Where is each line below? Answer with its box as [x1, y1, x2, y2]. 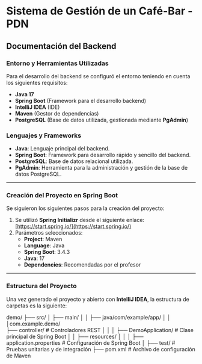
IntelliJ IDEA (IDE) [14, 103, 60, 111]
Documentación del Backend [6, 41, 117, 51]
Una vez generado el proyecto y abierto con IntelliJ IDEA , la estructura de [6, 295, 189, 303]
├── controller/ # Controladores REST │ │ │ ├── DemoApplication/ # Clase [6, 326, 194, 333]
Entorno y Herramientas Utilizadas [6, 59, 109, 67]
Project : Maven [23, 236, 63, 243]
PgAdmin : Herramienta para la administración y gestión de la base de [14, 164, 188, 171]
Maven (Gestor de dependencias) [14, 110, 99, 117]
